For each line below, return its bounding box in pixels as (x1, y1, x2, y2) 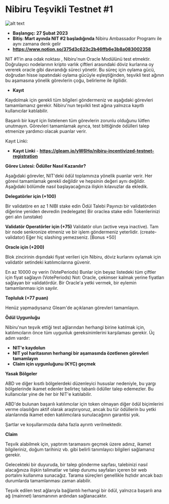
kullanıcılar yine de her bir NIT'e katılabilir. (5, 391, 92, 397)
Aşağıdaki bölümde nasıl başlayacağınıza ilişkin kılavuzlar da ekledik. (5, 183, 148, 189)
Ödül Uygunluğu (5, 314, 40, 320)
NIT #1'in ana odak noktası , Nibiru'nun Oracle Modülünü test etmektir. (5, 56, 151, 62)
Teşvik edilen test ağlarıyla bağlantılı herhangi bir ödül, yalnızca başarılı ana (5, 487, 162, 493)
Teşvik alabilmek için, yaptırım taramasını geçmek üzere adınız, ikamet (5, 441, 151, 447)
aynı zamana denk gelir (12, 40, 62, 46)
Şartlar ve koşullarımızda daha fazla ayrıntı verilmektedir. (5, 421, 123, 427)
